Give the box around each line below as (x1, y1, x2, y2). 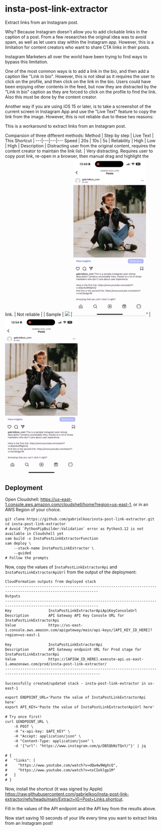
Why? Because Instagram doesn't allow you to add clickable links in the (5, 29, 147, 34)
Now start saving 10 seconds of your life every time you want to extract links (5, 815, 157, 821)
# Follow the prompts (5, 555, 49, 561)
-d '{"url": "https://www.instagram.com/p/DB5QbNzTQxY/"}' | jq (14, 744, 146, 749)
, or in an (131, 502, 148, 507)
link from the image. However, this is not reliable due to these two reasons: (5, 114, 154, 119)
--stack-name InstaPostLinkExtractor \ (14, 546, 94, 551)
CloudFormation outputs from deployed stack (5, 579, 96, 584)
